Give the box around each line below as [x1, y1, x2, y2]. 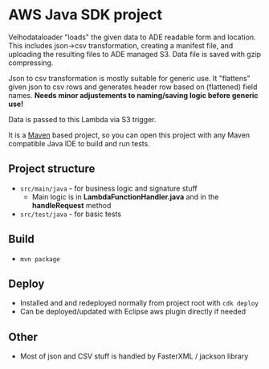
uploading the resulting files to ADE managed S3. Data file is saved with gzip [8, 49, 262, 59]
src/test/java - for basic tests [19, 209, 122, 219]
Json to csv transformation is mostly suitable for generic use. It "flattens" [8, 73, 251, 83]
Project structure [8, 162, 96, 176]
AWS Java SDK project [8, 6, 163, 24]
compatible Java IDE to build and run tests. [8, 138, 150, 148]
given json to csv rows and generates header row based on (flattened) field [8, 82, 258, 92]
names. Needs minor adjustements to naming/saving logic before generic [8, 90, 259, 100]
